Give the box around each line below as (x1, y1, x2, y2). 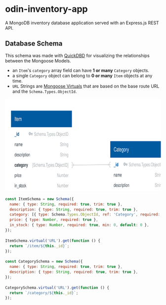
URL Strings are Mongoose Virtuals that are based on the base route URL (12, 83, 160, 89)
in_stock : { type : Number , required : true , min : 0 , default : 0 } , (9, 222, 149, 228)
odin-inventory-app (5, 3, 88, 15)
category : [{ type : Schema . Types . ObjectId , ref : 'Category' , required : (9, 212, 161, 217)
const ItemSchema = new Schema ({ (5, 196, 74, 201)
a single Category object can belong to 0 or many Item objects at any (12, 73, 153, 79)
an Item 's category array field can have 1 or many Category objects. (12, 67, 150, 73)
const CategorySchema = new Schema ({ (5, 259, 83, 264)
